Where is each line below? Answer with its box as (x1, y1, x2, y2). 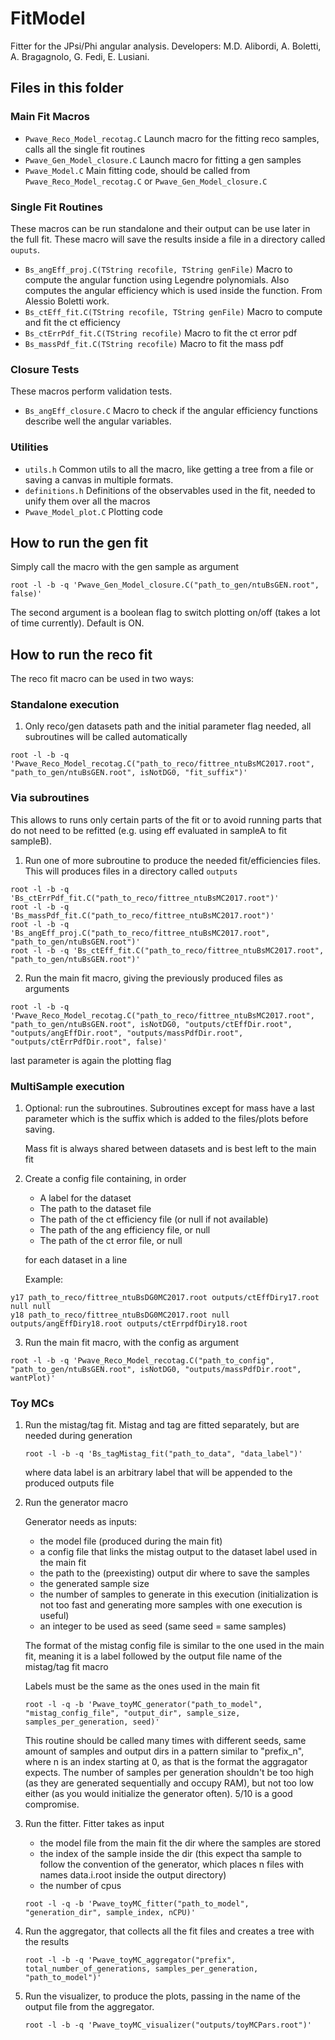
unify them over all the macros (24, 495, 151, 507)
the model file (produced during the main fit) (39, 1535, 223, 1547)
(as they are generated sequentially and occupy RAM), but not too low (24, 1777, 314, 1789)
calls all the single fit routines (24, 143, 146, 155)
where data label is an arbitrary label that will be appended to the (24, 1467, 293, 1479)
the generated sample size (39, 1578, 150, 1590)
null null (10, 1302, 52, 1312)
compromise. (24, 1798, 80, 1811)
